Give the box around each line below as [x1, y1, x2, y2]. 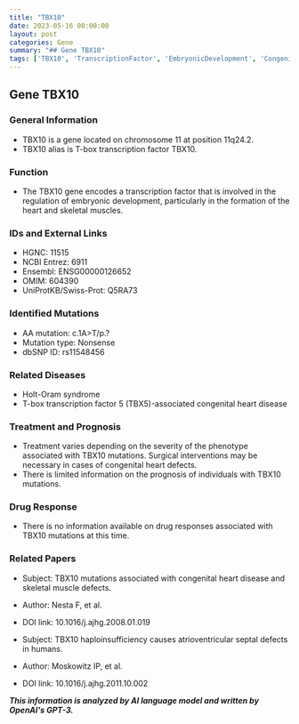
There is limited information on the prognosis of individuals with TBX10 [21, 469, 282, 480]
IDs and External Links [9, 227, 108, 239]
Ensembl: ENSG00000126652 [21, 266, 132, 277]
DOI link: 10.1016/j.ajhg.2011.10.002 [21, 678, 149, 688]
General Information [9, 114, 99, 126]
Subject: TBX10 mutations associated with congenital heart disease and [21, 573, 286, 583]
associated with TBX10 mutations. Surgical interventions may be [21, 450, 258, 461]
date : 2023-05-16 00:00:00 [9, 21, 109, 30]
